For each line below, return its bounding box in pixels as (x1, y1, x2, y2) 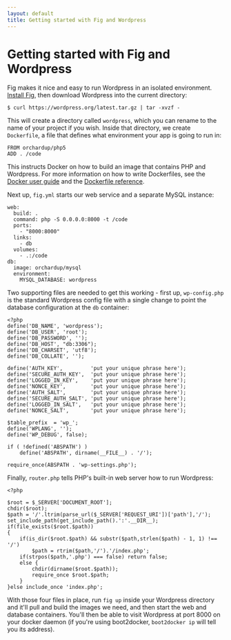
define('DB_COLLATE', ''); (7, 353, 85, 360)
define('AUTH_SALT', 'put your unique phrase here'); (7, 389, 187, 396)
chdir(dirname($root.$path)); (32, 565, 119, 573)
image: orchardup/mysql (13, 264, 81, 271)
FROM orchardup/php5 (7, 144, 67, 152)
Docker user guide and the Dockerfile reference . (7, 177, 145, 186)
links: (13, 234, 32, 242)
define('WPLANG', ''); (7, 425, 72, 432)
